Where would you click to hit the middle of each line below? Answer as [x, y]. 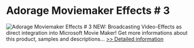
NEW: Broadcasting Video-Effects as [138, 27]
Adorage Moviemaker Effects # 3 [88, 11]
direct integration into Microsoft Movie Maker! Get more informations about [97, 32]
